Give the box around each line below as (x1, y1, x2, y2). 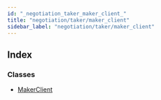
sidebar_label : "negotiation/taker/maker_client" (7, 23, 155, 30)
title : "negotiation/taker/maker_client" (7, 17, 130, 24)
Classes (7, 69, 36, 79)
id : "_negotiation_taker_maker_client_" (7, 10, 127, 17)
